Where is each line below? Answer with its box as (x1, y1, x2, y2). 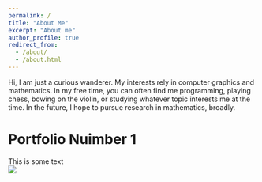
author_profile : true (8, 33, 80, 42)
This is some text (8, 156, 64, 166)
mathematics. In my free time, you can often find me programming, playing (8, 85, 251, 95)
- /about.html (15, 56, 62, 64)
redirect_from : (8, 41, 58, 49)
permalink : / (8, 11, 51, 20)
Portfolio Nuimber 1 (8, 131, 137, 149)
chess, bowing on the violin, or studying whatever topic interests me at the (8, 94, 251, 104)
